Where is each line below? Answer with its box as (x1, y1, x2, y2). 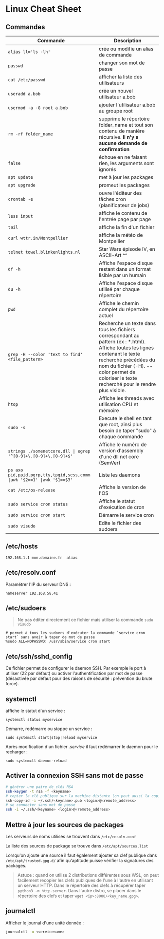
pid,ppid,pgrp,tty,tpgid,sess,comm (8, 472, 91, 478)
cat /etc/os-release (8, 488, 55, 493)
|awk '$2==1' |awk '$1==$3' (8, 477, 73, 483)
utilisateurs (98, 79, 124, 86)
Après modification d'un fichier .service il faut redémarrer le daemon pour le (5, 744, 158, 750)
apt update (8, 174, 33, 180)
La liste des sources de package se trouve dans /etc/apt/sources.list (5, 843, 148, 848)
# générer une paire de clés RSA (5, 784, 73, 789)
